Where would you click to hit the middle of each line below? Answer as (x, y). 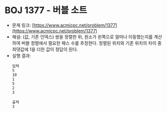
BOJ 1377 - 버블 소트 (46, 10)
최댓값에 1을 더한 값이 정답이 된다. (45, 49)
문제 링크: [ (23, 25)
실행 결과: (21, 55)
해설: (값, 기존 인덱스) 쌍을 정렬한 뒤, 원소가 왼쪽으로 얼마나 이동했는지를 (82, 37)
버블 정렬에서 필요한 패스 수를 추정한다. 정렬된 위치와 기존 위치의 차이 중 (92, 43)
